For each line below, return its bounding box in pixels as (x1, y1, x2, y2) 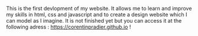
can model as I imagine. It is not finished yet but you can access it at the (6, 17, 182, 24)
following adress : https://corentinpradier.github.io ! (6, 23, 131, 30)
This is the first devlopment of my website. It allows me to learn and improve (6, 5, 192, 12)
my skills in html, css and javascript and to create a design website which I (6, 11, 187, 18)
